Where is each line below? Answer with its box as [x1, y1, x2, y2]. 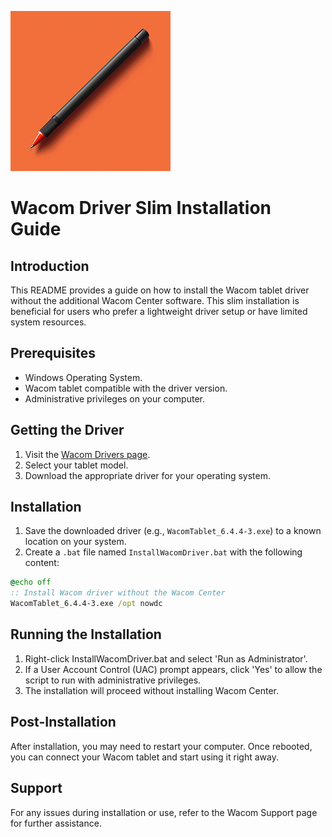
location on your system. [24, 536, 127, 548]
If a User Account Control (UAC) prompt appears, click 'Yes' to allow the [24, 663, 323, 675]
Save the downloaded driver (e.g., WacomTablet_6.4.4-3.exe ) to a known [24, 525, 322, 537]
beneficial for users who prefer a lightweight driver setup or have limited [10, 306, 308, 317]
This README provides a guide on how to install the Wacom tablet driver [10, 284, 310, 296]
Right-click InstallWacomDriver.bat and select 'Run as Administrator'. [24, 652, 308, 665]
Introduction [10, 257, 90, 275]
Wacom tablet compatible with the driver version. [24, 382, 228, 394]
